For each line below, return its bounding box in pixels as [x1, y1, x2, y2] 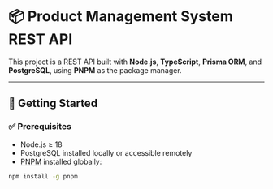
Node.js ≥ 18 [19, 140, 63, 149]
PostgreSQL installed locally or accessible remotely [19, 148, 193, 157]
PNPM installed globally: [19, 157, 102, 166]
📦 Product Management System [8, 7, 233, 26]
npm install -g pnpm [8, 172, 79, 180]
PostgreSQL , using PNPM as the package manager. [8, 65, 182, 75]
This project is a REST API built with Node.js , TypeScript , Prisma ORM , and [8, 57, 262, 67]
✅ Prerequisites [8, 121, 71, 132]
